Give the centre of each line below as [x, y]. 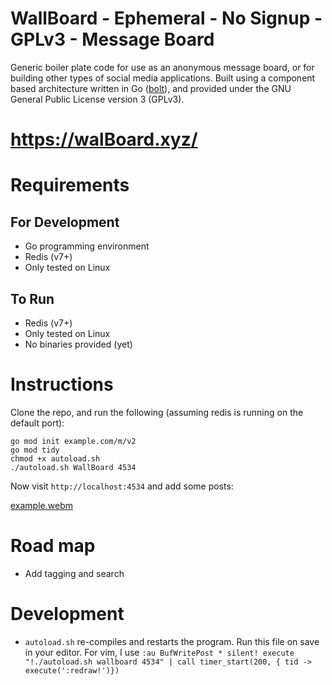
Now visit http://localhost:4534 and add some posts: [122, 486]
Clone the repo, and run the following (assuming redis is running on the [157, 412]
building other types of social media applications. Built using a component [163, 78]
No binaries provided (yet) [78, 344]
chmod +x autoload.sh [55, 458]
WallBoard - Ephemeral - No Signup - [166, 18]
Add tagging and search [74, 573]
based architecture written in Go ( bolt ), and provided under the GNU [151, 88]
